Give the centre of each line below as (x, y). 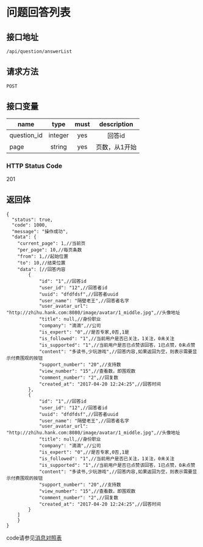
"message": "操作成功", (40, 231)
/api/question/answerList (39, 51)
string (59, 146)
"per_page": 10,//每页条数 (50, 250)
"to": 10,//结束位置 (41, 263)
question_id (26, 135)
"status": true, (32, 220)
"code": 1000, (30, 225)
